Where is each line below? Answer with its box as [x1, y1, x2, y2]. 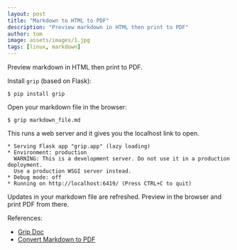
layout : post [7, 10, 46, 18]
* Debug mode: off [7, 174, 62, 181]
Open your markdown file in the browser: [7, 103, 128, 111]
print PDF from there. [7, 200, 70, 208]
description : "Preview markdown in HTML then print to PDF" [7, 23, 189, 31]
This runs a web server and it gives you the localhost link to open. [7, 129, 200, 137]
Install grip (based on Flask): [7, 77, 92, 85]
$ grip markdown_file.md [7, 116, 81, 124]
